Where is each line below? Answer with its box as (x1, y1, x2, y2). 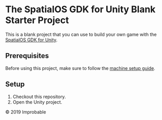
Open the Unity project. (12, 99, 62, 105)
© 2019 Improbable (5, 109, 47, 115)
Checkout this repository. (12, 93, 66, 100)
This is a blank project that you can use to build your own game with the (5, 31, 157, 37)
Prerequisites (5, 52, 49, 60)
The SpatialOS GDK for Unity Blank (5, 4, 156, 15)
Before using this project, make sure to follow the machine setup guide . (5, 65, 155, 71)
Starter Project (5, 14, 69, 26)
